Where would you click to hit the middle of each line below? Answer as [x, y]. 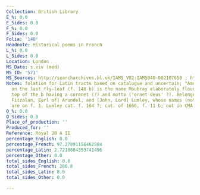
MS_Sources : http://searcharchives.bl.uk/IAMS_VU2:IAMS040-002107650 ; [97, 78]
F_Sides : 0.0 [22, 34]
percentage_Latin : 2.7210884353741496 [54, 150]
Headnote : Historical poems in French [54, 45]
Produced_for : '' [28, 128]
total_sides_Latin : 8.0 [36, 172]
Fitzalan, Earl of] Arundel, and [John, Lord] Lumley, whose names [97, 100]
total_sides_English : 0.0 [38, 161]
